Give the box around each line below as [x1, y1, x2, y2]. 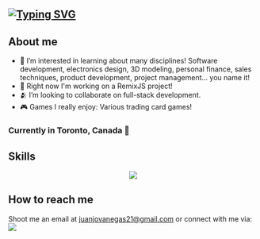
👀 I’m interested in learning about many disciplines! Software [19, 56, 218, 66]
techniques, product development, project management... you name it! [19, 73, 250, 83]
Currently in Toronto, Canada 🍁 [8, 125, 130, 136]
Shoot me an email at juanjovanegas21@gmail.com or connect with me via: [8, 214, 252, 223]
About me [8, 35, 58, 48]
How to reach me [8, 193, 94, 206]
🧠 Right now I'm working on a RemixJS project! [19, 81, 173, 91]
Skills [8, 149, 36, 163]
